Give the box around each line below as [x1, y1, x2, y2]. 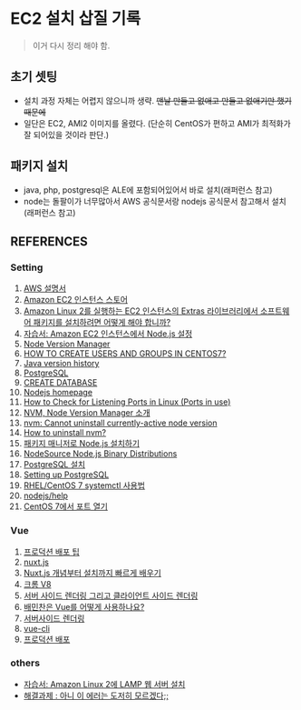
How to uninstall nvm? [23, 427, 107, 438]
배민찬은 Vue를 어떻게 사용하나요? [23, 601, 145, 612]
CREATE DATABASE [23, 377, 98, 388]
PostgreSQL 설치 [23, 459, 85, 470]
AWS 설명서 [23, 283, 67, 294]
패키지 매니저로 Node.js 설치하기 [23, 438, 140, 449]
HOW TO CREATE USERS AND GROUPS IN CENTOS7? [23, 348, 227, 359]
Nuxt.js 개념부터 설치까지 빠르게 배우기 [23, 567, 162, 578]
